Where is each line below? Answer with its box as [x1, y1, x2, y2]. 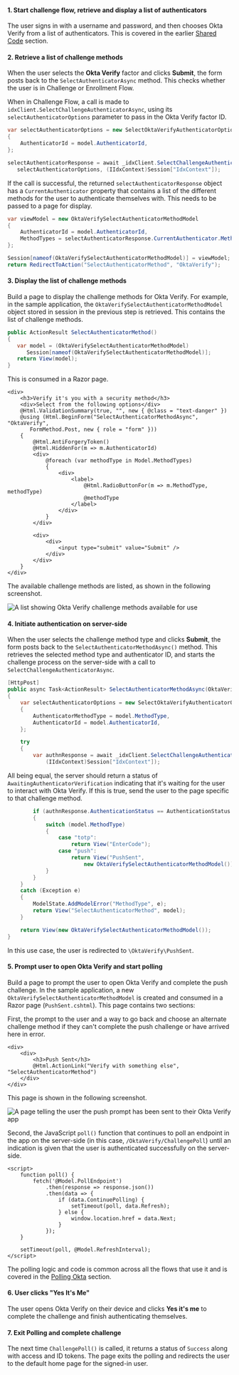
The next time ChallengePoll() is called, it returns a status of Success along [7, 1344, 228, 1353]
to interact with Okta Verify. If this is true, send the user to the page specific [7, 786, 230, 795]
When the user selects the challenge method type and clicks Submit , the [7, 635, 221, 644]
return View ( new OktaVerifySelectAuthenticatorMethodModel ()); [20, 926, 212, 934]
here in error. [7, 1030, 46, 1038]
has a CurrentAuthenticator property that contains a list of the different [7, 186, 217, 195]
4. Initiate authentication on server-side [7, 619, 128, 628]
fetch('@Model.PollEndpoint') [33, 1177, 122, 1185]
